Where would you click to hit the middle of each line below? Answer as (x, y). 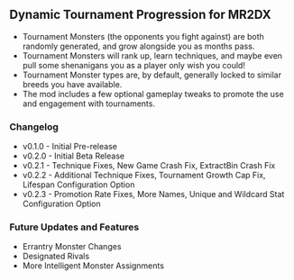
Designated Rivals (56, 257)
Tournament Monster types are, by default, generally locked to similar (152, 75)
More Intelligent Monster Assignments (93, 266)
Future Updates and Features (74, 227)
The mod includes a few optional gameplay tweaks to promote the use (153, 94)
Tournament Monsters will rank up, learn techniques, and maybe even (152, 55)
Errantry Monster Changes (72, 247)
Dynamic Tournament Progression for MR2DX (140, 15)
